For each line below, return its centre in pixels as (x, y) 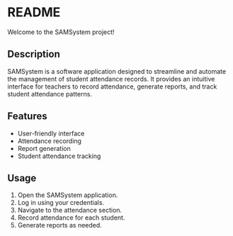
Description (34, 54)
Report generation (44, 148)
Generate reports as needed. (60, 225)
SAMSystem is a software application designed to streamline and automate (117, 71)
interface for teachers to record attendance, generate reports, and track (112, 86)
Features (27, 117)
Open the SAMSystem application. (68, 195)
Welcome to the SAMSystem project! (61, 32)
